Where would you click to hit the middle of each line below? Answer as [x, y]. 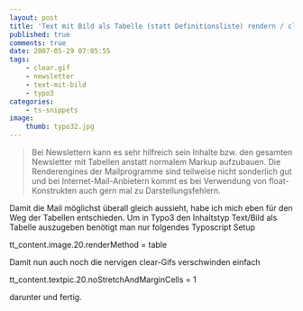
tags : [19, 59]
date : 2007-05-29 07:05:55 [60, 51]
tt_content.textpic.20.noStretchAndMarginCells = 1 [103, 279]
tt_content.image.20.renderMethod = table [88, 245]
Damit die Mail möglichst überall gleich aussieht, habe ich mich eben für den [151, 208]
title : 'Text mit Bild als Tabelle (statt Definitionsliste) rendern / [147, 26]
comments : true [38, 43]
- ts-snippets [52, 110]
